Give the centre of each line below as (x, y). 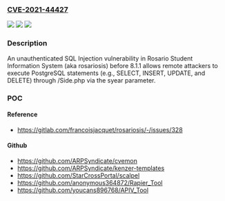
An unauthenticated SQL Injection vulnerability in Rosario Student (100, 58)
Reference (22, 114)
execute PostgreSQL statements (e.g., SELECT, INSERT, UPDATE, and (106, 73)
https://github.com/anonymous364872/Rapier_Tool (90, 182)
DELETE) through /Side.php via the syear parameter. (81, 80)
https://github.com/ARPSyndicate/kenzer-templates (91, 168)
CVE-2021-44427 (38, 10)
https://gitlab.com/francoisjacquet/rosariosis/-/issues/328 (100, 129)
